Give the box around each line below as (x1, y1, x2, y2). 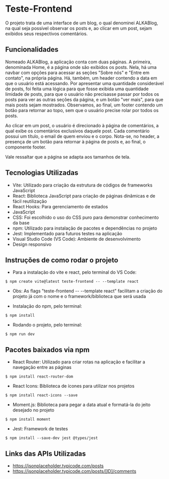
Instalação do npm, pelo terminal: (12, 303, 82, 309)
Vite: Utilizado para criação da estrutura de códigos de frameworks (12, 182, 153, 188)
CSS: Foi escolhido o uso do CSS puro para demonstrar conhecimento (12, 214, 159, 220)
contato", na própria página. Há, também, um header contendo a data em (5, 75, 157, 81)
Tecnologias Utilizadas (5, 168, 79, 177)
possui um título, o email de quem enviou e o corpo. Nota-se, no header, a (5, 133, 160, 139)
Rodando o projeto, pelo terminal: (12, 322, 82, 328)
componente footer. (5, 144, 46, 150)
